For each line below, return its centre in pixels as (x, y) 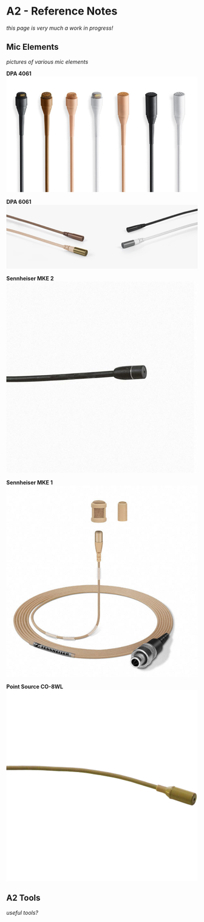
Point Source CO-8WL (35, 686)
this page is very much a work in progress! (60, 28)
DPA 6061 (19, 202)
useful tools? (22, 912)
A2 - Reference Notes (62, 11)
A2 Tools (23, 898)
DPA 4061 (19, 73)
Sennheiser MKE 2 (30, 279)
